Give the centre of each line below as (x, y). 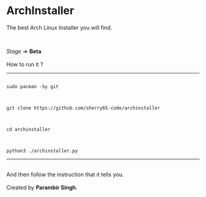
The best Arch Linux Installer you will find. (59, 28)
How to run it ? (25, 64)
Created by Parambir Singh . (42, 187)
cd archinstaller (29, 129)
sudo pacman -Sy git (33, 86)
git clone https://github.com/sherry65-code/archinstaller (83, 108)
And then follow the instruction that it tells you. (65, 174)
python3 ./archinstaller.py (42, 151)
